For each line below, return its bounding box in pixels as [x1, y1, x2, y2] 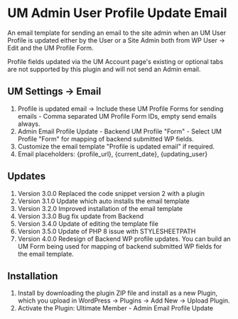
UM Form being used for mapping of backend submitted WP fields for [17, 242, 222, 250]
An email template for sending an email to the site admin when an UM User [7, 28, 226, 37]
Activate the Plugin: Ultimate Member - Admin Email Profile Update [17, 304, 214, 313]
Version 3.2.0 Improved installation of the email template [17, 204, 183, 212]
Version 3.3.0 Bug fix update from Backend [17, 212, 144, 220]
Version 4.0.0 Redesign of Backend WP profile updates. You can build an [17, 234, 231, 243]
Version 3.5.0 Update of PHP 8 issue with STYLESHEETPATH [17, 227, 196, 235]
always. [17, 119, 40, 128]
